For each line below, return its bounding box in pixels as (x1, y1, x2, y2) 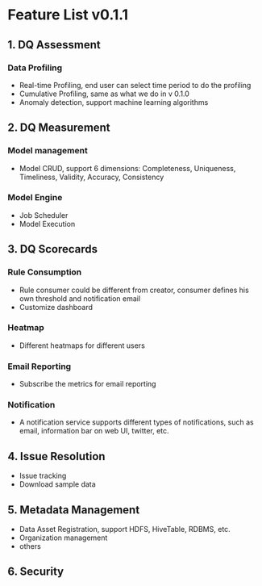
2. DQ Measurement (7, 121, 110, 135)
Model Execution (19, 219, 76, 228)
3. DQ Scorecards (7, 242, 98, 256)
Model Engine (7, 192, 63, 203)
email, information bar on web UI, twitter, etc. (19, 426, 170, 436)
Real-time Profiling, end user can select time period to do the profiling (19, 80, 252, 90)
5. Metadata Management (7, 503, 140, 517)
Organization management (19, 533, 108, 542)
